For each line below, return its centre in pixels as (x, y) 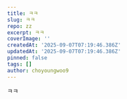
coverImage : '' (29, 39)
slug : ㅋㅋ (21, 20)
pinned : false (27, 58)
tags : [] (20, 64)
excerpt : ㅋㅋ (26, 32)
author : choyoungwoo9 (38, 70)
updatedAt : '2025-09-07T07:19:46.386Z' (64, 52)
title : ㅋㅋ (23, 13)
